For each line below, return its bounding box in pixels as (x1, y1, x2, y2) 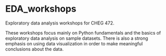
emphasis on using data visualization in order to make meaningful (5, 40, 143, 46)
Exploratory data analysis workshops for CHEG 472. (5, 20, 115, 26)
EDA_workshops (5, 3, 76, 15)
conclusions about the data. (5, 46, 64, 52)
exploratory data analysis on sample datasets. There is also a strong (5, 35, 149, 41)
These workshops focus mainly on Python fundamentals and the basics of (5, 30, 161, 36)
